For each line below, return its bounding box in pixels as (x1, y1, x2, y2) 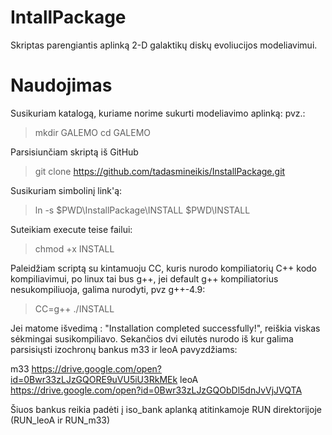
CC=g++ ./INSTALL (34, 302, 115, 315)
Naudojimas (10, 74, 113, 97)
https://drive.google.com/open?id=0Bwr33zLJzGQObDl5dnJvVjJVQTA (10, 384, 303, 396)
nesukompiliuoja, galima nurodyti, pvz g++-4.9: (10, 283, 206, 295)
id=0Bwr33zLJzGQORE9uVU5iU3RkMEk (10, 373, 178, 385)
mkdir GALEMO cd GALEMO (34, 126, 151, 138)
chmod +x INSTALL (34, 242, 115, 255)
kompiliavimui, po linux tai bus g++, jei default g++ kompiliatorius (10, 272, 279, 285)
